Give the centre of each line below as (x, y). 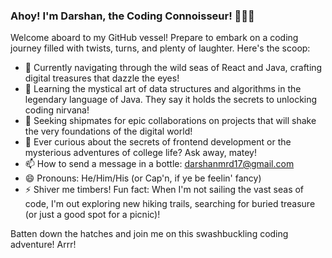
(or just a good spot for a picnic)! (92, 215)
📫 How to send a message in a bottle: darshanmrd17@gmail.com (159, 164)
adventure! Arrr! (43, 245)
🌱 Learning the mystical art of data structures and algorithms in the (163, 89)
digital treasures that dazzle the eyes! (102, 78)
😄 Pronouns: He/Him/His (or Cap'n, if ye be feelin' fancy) (143, 178)
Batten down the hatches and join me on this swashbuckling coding (149, 234)
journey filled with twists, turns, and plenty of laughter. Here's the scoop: (160, 48)
